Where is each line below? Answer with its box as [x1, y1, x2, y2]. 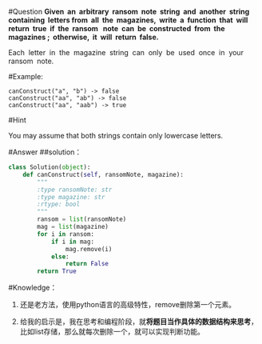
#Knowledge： [8, 283, 58, 293]
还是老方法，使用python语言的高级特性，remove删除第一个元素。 [19, 300, 236, 310]
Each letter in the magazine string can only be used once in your [8, 48, 244, 57]
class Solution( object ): [8, 163, 91, 171]
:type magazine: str [37, 193, 105, 201]
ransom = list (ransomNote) [37, 215, 127, 223]
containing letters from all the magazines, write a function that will [8, 15, 248, 25]
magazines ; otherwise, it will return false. [8, 32, 159, 42]
